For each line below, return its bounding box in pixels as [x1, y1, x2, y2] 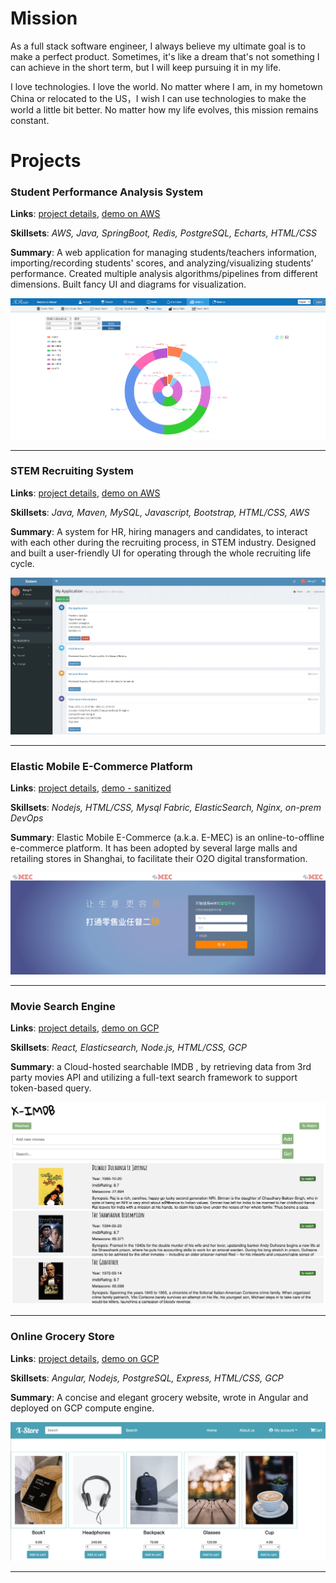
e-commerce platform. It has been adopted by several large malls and [10, 842, 298, 854]
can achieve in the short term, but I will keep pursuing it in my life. [10, 61, 282, 73]
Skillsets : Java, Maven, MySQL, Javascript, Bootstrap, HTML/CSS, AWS [10, 506, 310, 518]
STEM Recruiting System [10, 464, 134, 478]
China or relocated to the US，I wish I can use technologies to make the [10, 92, 307, 104]
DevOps [10, 812, 44, 824]
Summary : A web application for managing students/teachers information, [10, 247, 318, 259]
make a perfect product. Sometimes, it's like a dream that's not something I [10, 50, 320, 62]
